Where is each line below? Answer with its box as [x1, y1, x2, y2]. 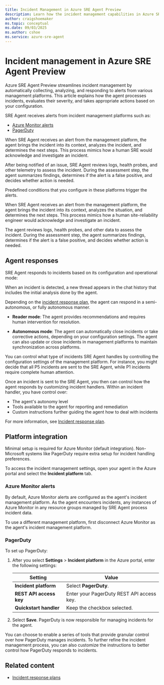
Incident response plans [12, 674, 61, 680]
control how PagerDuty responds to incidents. [5, 647, 98, 653]
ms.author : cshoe [5, 30, 41, 35]
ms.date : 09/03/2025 [5, 25, 47, 30]
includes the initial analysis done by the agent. [5, 290, 98, 295]
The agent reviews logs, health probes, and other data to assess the [5, 226, 142, 233]
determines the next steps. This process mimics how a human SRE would [5, 147, 152, 153]
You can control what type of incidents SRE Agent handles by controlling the [5, 353, 159, 359]
